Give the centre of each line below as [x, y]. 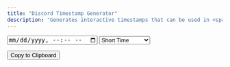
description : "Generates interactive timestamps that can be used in [108, 20]
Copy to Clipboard [34, 55]
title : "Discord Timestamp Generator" [62, 13]
